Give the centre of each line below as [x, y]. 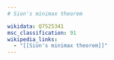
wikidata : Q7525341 [36, 26]
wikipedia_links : [33, 39]
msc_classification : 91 [42, 33]
